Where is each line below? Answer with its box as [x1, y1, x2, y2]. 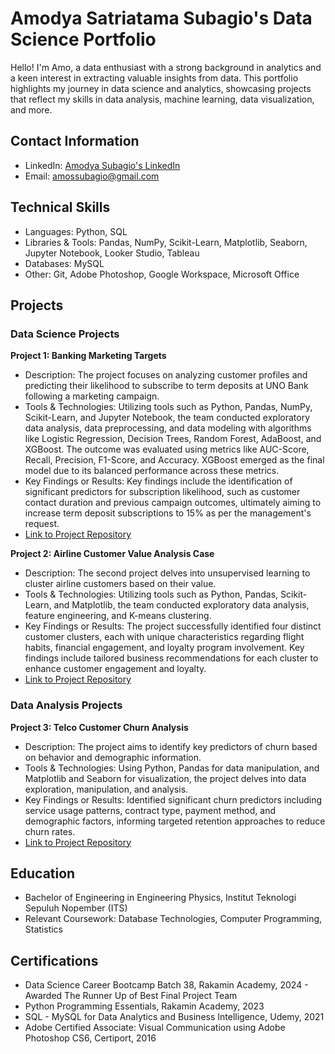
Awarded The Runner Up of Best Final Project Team [24, 990, 238, 1002]
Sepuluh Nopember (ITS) [24, 902, 128, 914]
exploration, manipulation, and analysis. [24, 783, 189, 795]
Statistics [24, 923, 64, 936]
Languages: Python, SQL [24, 225, 128, 237]
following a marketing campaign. [24, 390, 160, 402]
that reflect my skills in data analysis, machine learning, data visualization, [10, 93, 315, 105]
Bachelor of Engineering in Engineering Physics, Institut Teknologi [24, 892, 297, 904]
